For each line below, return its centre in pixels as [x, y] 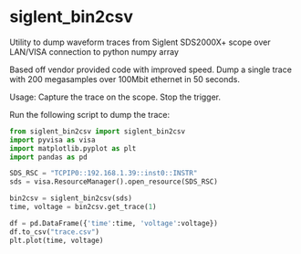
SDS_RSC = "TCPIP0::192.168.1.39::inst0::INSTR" [104, 174]
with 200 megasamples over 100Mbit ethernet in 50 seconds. [125, 79]
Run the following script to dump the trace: [90, 114]
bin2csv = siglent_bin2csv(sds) [71, 198]
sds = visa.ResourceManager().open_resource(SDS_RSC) [114, 182]
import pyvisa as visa [52, 140]
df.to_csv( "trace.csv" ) [55, 232]
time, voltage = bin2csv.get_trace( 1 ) [83, 207]
